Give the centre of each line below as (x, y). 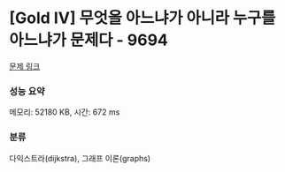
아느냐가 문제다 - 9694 (89, 40)
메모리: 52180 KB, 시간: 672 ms (65, 112)
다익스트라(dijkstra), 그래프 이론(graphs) (80, 158)
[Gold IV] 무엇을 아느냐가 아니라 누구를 (142, 18)
